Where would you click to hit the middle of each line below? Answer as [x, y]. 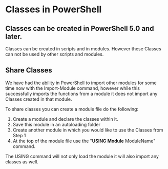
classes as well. [22, 162]
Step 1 [19, 135]
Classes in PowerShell [54, 10]
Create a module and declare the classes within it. [66, 119]
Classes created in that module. [39, 99]
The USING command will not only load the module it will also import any [82, 156]
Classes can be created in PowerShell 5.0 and [80, 29]
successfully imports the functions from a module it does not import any [81, 93]
